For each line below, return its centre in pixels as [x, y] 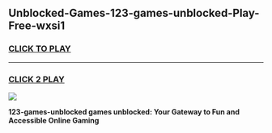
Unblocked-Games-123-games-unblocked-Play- [134, 13]
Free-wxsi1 [37, 26]
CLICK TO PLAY [40, 49]
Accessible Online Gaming [54, 120]
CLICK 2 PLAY [36, 79]
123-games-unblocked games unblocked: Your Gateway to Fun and [124, 111]
